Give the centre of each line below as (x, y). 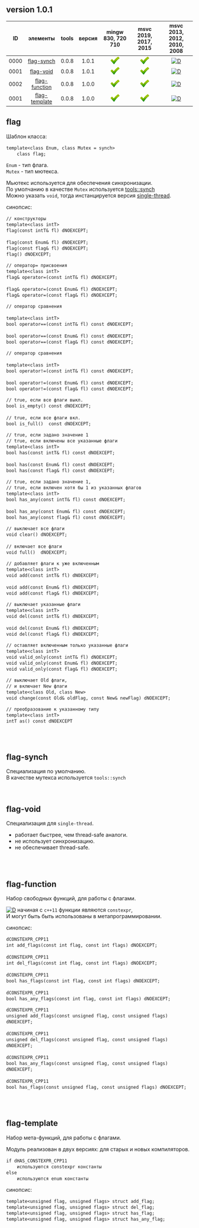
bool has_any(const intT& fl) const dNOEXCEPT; (66, 500)
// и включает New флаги (37, 686)
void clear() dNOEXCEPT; (37, 535)
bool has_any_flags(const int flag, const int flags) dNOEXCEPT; (88, 999)
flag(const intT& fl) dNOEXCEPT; (47, 230)
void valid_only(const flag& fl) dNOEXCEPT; (62, 669)
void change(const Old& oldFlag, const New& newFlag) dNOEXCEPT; (88, 698)
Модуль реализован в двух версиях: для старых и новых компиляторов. (98, 1149)
